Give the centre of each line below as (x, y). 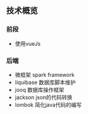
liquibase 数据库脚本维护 (45, 82)
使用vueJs (28, 43)
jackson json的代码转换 (44, 97)
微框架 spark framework (45, 74)
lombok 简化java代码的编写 (48, 104)
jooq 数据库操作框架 (40, 89)
